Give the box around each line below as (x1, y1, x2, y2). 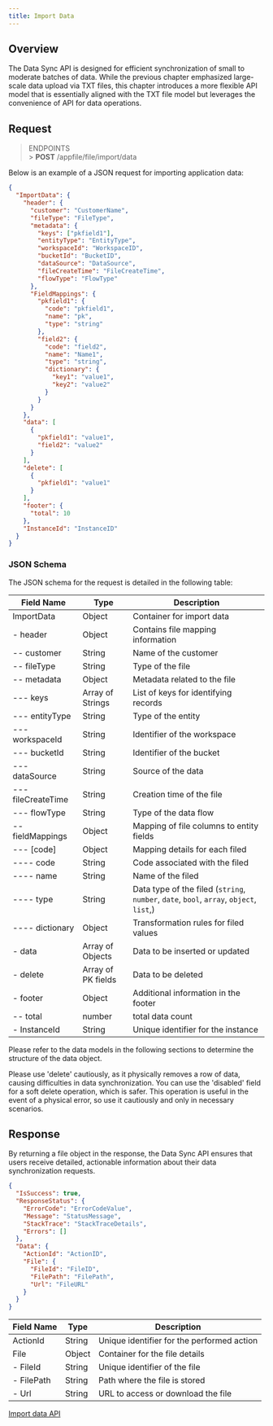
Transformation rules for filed (132, 917, 245, 928)
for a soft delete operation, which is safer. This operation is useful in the (8, 1086, 249, 1096)
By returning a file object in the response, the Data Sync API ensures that (8, 1149, 253, 1159)
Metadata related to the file (132, 674, 236, 685)
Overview (8, 42, 59, 56)
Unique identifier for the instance (132, 1024, 258, 1035)
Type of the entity (132, 710, 201, 722)
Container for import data (132, 610, 230, 621)
